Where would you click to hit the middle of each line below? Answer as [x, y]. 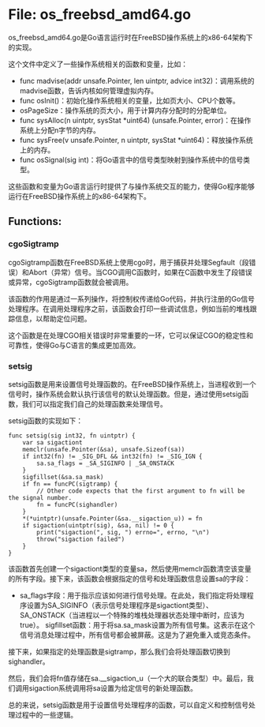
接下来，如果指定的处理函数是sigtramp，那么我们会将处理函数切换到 [119, 651]
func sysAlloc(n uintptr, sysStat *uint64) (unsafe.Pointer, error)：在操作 [135, 120]
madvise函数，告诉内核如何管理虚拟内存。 [89, 90]
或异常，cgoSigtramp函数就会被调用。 [71, 282]
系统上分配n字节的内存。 [60, 130]
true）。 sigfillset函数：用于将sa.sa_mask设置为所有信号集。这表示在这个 [137, 624]
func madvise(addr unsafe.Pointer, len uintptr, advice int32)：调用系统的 [137, 81]
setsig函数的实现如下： [46, 421]
